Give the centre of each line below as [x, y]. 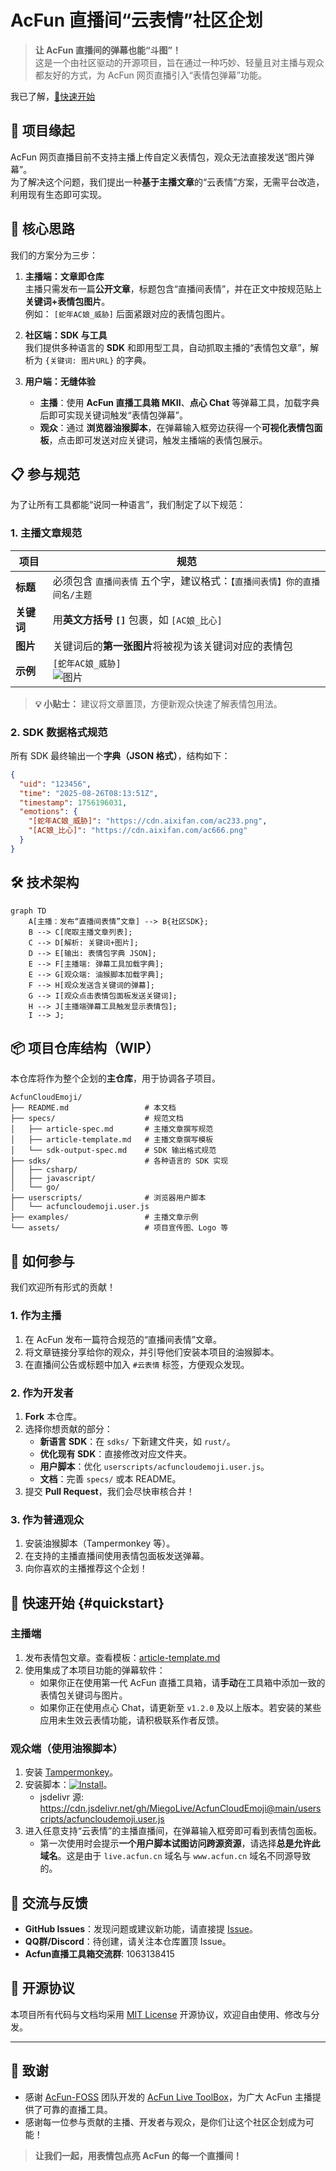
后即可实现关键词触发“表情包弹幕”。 [113, 415]
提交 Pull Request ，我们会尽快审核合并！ [109, 1491]
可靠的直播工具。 [77, 2109]
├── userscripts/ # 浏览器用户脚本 [108, 1198]
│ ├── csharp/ [44, 1170]
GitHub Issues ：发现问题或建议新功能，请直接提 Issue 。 [141, 1928]
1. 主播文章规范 [46, 533]
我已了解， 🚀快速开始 [53, 96]
